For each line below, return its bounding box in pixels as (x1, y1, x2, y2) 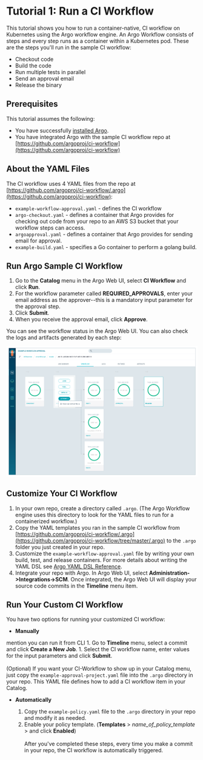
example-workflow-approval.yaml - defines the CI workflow (15, 205, 162, 212)
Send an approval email (15, 75, 75, 82)
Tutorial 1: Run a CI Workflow (6, 4, 155, 18)
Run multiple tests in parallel (15, 68, 86, 75)
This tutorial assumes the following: (6, 115, 95, 122)
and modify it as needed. (24, 714, 87, 722)
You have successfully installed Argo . (15, 126, 109, 134)
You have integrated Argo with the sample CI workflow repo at (15, 133, 171, 140)
